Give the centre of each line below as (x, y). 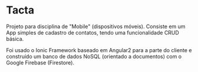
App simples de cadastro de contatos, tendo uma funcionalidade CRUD (93, 32)
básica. (15, 39)
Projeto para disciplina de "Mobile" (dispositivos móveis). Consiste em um (96, 26)
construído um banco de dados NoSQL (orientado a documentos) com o (94, 56)
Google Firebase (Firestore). (40, 63)
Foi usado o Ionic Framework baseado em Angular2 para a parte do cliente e (99, 50)
